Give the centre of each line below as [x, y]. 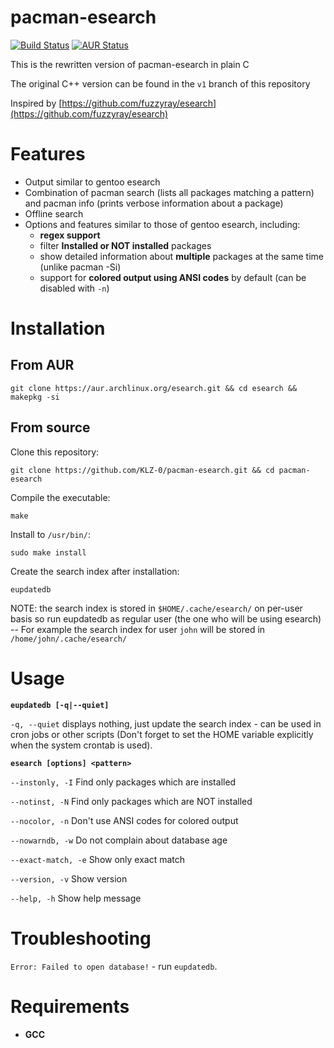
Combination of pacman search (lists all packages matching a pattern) [169, 192]
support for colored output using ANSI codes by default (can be [173, 277]
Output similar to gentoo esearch [92, 182]
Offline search [54, 213]
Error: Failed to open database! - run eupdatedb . [114, 966]
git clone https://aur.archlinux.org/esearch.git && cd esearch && [154, 388]
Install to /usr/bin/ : [50, 534]
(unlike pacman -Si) [80, 267]
